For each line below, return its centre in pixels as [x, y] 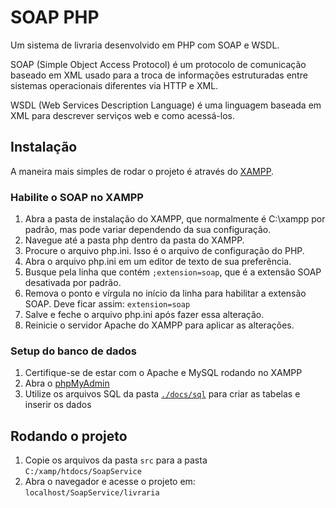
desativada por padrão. [73, 283]
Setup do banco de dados [73, 351]
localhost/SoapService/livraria [92, 493]
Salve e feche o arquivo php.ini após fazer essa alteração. [144, 315]
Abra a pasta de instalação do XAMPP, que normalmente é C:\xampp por [175, 219]
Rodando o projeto [69, 436]
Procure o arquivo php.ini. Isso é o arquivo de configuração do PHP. [164, 251]
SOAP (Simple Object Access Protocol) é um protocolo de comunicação [158, 64]
